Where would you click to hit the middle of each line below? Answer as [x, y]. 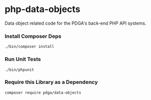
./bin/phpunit [20, 70]
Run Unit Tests [23, 59]
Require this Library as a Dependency [51, 82]
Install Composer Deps [33, 36]
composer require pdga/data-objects [43, 92]
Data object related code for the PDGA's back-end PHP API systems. [75, 23]
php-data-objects [43, 9]
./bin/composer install [30, 47]
